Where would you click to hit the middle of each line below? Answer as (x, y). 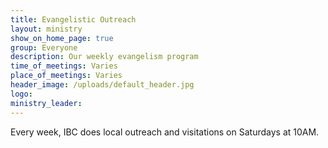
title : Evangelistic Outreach (73, 19)
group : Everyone (44, 47)
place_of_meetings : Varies (66, 76)
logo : (21, 94)
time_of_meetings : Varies (64, 66)
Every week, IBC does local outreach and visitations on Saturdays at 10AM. (165, 132)
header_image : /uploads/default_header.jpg (102, 85)
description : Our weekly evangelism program (104, 57)
